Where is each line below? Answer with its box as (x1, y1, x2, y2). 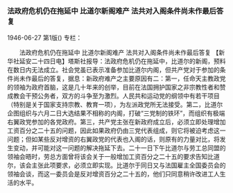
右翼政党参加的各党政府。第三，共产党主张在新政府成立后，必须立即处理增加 (7, 118, 226, 126)
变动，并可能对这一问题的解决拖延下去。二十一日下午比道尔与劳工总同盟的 (12, 144, 226, 152)
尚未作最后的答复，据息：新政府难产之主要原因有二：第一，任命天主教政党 (12, 74, 226, 83)
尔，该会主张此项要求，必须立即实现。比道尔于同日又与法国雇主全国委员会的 (7, 161, 226, 169)
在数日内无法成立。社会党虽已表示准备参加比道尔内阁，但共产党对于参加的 (7, 66, 220, 74)
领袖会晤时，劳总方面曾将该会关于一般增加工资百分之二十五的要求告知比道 (7, 153, 220, 161)
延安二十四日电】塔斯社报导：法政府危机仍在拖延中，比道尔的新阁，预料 (19, 57, 226, 65)
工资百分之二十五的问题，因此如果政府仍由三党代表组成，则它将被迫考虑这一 (7, 126, 226, 135)
